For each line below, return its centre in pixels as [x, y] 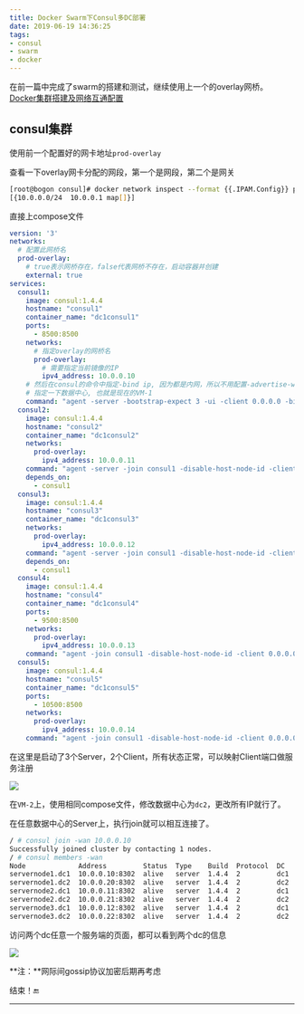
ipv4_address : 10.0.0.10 [89, 377]
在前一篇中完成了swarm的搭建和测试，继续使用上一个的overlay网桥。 [139, 86]
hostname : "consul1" [64, 309]
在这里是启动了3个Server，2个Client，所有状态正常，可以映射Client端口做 [147, 756]
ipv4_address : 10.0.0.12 [89, 544]
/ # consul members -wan [56, 857]
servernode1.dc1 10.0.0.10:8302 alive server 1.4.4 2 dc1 [149, 875]
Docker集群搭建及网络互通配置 [66, 98]
